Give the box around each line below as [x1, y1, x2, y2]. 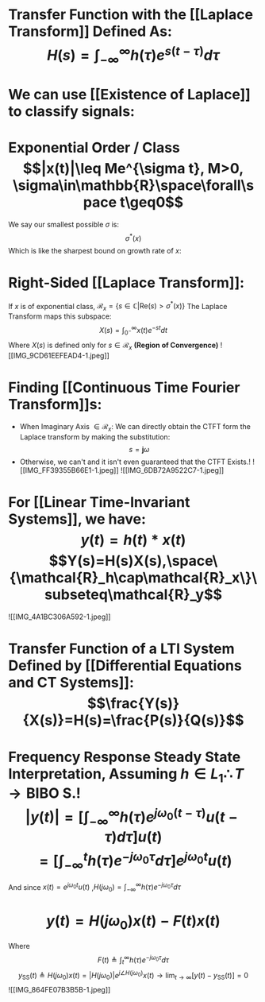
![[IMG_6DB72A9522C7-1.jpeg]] [120, 466, 225, 475]
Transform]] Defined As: [8, 22, 172, 41]
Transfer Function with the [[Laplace [8, 6, 254, 24]
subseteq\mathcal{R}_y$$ [44, 586, 223, 604]
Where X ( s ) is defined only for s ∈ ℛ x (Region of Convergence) [8, 340, 219, 351]
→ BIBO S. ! [8, 784, 81, 803]
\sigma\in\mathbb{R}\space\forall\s [12, 176, 255, 195]
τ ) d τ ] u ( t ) [104, 828, 163, 846]
